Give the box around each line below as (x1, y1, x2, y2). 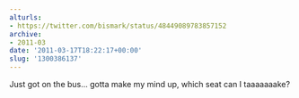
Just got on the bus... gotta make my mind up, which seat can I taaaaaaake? (9, 79, 290, 89)
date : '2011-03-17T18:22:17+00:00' (9, 46, 143, 55)
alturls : (9, 12, 42, 22)
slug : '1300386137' (9, 54, 83, 63)
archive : (9, 29, 42, 38)
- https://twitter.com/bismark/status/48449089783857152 (9, 21, 227, 30)
